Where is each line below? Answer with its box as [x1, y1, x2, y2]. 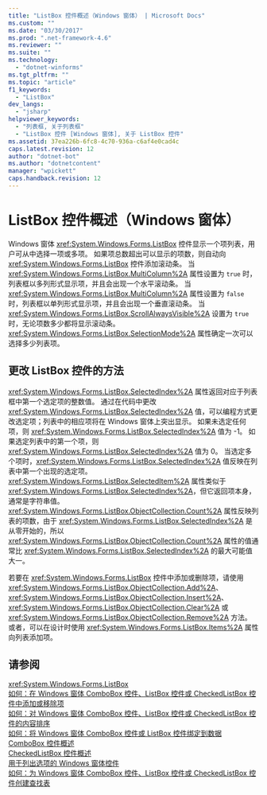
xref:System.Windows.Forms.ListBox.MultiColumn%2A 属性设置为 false [8, 288, 245, 298]
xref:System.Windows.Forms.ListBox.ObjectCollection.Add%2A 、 [8, 583, 223, 592]
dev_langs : [8, 100, 44, 108]
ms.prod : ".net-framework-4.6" [8, 33, 112, 42]
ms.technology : [8, 57, 59, 64]
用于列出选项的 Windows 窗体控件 [8, 758, 119, 768]
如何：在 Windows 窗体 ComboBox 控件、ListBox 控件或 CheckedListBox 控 [8, 689, 257, 699]
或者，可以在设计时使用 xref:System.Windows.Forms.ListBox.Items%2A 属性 [8, 622, 259, 632]
